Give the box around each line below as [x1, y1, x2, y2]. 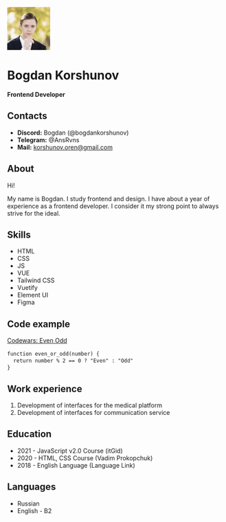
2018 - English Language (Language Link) [16, 461, 135, 469]
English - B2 [16, 506, 52, 514]
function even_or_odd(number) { [7, 350, 100, 358]
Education [7, 429, 52, 440]
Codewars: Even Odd [7, 337, 67, 345]
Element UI [16, 291, 49, 299]
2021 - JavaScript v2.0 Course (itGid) [16, 446, 123, 455]
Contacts [7, 110, 48, 122]
